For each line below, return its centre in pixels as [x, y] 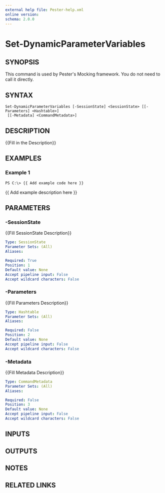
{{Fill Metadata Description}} [35, 372]
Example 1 [18, 173]
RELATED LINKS [30, 485]
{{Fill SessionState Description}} [38, 233]
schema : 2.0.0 [20, 19]
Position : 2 [17, 335]
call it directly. [19, 79]
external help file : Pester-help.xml [44, 10]
